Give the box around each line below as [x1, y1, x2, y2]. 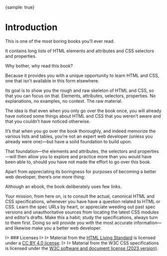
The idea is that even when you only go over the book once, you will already [5, 107, 162, 114]
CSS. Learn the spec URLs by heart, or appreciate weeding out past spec [5, 204, 156, 210]
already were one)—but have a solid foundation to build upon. [5, 138, 132, 144]
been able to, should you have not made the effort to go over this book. [5, 159, 152, 165]
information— [134, 220, 162, 226]
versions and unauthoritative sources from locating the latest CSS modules [5, 209, 159, 215]
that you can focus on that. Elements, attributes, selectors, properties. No [5, 92, 156, 99]
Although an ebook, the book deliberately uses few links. [5, 183, 122, 189]
